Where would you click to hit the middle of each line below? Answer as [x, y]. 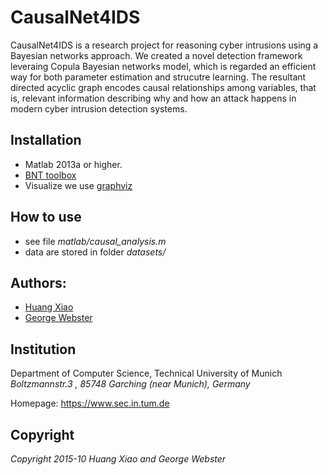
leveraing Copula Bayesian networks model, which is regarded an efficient [163, 66]
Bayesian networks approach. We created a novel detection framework [156, 55]
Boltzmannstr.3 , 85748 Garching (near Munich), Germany [130, 384]
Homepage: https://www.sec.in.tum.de [90, 403]
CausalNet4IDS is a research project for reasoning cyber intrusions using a [164, 45]
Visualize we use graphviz [78, 185]
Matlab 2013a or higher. [73, 164]
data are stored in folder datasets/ [95, 252]
